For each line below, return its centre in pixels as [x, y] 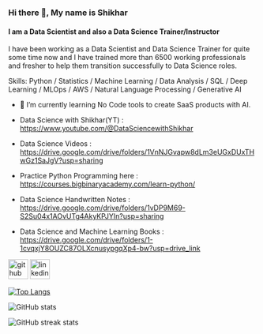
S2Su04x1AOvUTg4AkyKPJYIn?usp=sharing [92, 216]
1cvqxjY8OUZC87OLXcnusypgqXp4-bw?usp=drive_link [110, 249]
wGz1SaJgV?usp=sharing [62, 160]
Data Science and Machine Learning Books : [92, 231]
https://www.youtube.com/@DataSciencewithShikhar [106, 129]
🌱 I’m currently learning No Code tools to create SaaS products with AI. [135, 105]
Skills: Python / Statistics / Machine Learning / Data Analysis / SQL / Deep [128, 81]
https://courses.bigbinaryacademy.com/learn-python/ [107, 184]
